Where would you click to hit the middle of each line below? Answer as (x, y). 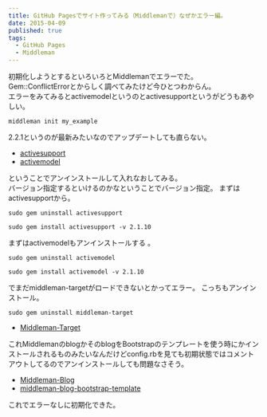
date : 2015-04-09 (37, 23)
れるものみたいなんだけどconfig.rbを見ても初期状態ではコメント (149, 354)
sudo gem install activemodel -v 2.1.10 (77, 272)
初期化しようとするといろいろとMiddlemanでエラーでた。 (103, 76)
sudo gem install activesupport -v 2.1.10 (80, 227)
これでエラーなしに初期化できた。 (64, 405)
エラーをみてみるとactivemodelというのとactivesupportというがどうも (124, 96)
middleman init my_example (53, 121)
